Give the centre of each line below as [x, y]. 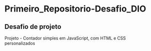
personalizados [20, 43]
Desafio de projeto [33, 27]
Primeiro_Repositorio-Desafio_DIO [75, 9]
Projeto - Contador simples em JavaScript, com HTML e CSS [65, 38]
